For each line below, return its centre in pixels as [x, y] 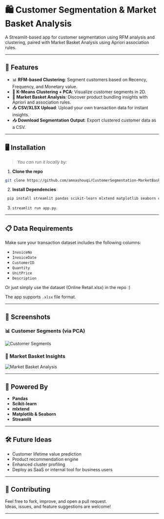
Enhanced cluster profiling [39, 464]
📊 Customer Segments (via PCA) [45, 331]
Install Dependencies [34, 189]
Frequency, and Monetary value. [45, 86]
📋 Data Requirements [39, 228]
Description [24, 279]
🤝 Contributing [28, 489]
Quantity [21, 268]
